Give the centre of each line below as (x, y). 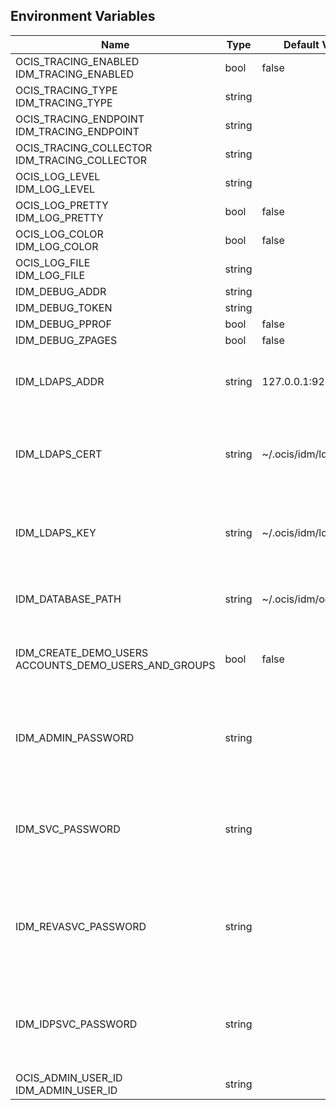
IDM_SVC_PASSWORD (68, 829)
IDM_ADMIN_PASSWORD (75, 737)
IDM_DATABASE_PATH (68, 599)
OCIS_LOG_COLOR (59, 234)
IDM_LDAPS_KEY (56, 532)
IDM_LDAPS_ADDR (60, 381)
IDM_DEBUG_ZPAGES (66, 340)
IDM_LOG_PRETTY (59, 217)
